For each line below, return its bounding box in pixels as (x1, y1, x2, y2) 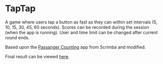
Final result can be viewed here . (5, 53, 70, 59)
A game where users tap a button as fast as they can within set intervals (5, (5, 19, 158, 25)
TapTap (5, 3, 36, 14)
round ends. (5, 35, 29, 41)
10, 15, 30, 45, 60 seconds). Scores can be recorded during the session (5, 24, 149, 30)
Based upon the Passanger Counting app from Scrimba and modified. (5, 44, 146, 50)
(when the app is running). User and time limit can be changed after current (5, 29, 158, 35)
